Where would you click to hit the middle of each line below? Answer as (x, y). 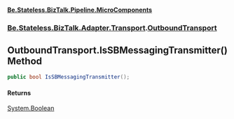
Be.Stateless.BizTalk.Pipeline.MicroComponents (80, 10)
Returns (19, 93)
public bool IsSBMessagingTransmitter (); (69, 77)
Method (25, 61)
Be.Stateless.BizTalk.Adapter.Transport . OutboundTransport (112, 28)
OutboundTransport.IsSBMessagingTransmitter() (117, 50)
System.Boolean (31, 109)
